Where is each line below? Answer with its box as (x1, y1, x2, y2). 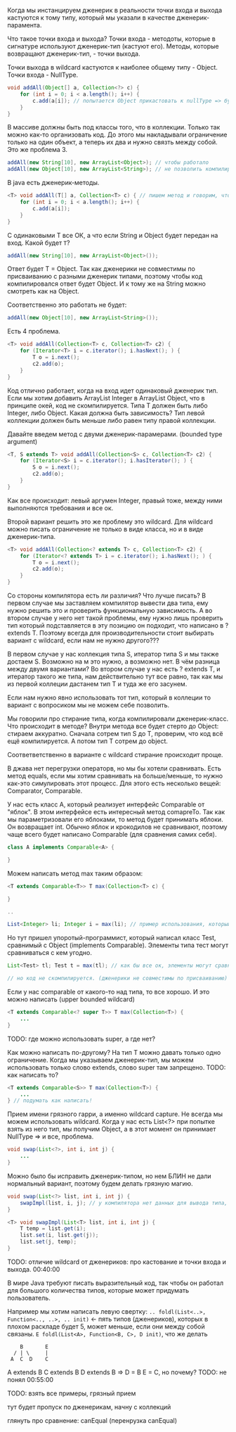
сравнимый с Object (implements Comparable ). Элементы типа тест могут (7, 941, 229, 949)
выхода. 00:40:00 (7, 1265, 60, 1273)
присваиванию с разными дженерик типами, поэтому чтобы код (7, 272, 203, 281)
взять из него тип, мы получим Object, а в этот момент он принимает (7, 1125, 216, 1134)
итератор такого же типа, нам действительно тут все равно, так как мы (7, 672, 223, 680)
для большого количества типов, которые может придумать (7, 1286, 190, 1294)
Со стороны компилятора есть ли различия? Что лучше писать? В (7, 591, 206, 600)
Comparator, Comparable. (7, 787, 83, 794)
